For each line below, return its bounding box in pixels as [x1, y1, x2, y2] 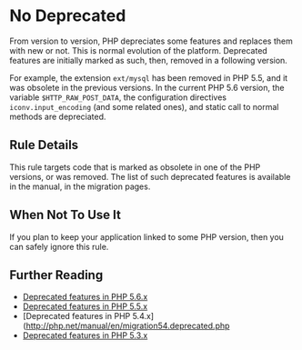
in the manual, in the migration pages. [9, 181, 151, 192]
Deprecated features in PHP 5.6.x [22, 292, 148, 303]
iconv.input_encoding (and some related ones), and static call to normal [9, 101, 279, 112]
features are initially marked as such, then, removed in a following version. [9, 55, 288, 65]
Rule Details [9, 137, 79, 153]
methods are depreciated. [9, 111, 106, 122]
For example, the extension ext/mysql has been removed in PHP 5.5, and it [9, 72, 288, 83]
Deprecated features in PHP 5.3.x [22, 330, 148, 341]
